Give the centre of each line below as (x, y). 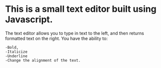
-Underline (16, 56)
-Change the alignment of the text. (43, 60)
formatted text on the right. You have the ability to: (56, 38)
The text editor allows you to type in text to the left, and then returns (75, 33)
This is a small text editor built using (81, 9)
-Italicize (16, 52)
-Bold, (12, 47)
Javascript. (29, 19)
